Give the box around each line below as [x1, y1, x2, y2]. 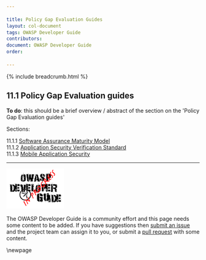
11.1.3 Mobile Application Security [6, 150, 90, 158]
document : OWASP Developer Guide [6, 42, 92, 48]
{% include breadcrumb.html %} [6, 72, 88, 80]
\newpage [6, 246, 32, 254]
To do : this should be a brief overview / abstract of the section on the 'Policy [6, 107, 200, 114]
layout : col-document [6, 23, 62, 29]
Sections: [6, 125, 31, 132]
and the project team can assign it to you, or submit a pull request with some [6, 227, 200, 235]
